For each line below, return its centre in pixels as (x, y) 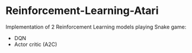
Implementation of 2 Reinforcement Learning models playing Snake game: (96, 27)
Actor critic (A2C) (36, 44)
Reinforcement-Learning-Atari (82, 11)
